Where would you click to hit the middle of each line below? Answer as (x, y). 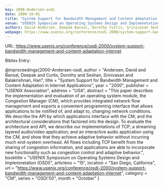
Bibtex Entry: (18, 60)
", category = (134, 173)
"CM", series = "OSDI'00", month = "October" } (52, 178)
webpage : (14, 32)
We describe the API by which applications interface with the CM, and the (79, 116)
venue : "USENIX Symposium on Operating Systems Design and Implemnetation (82, 23)
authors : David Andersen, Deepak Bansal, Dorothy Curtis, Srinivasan (77, 28)
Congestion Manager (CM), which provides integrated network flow (73, 101)
